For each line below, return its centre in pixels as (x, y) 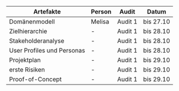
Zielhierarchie (28, 31)
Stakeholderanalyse (37, 41)
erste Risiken (27, 69)
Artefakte (47, 12)
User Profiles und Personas (47, 51)
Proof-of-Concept (36, 79)
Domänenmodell (32, 22)
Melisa (100, 22)
